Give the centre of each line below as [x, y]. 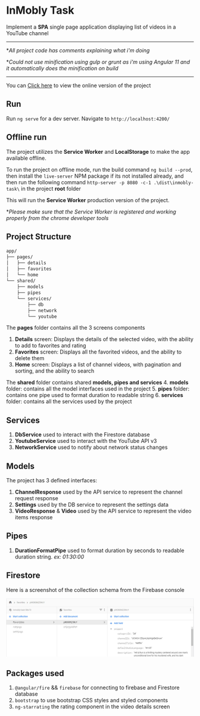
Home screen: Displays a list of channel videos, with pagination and [98, 365]
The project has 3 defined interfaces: [51, 480]
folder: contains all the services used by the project [69, 402]
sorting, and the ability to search [54, 371]
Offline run [26, 137]
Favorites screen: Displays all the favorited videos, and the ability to [98, 352]
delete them [29, 358]
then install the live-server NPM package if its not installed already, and [95, 176]
